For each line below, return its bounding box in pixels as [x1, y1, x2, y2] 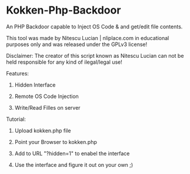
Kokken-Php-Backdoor [6, 4, 121, 17]
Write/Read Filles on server [14, 104, 81, 111]
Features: [6, 70, 29, 77]
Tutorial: [6, 116, 26, 123]
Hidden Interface [14, 81, 56, 88]
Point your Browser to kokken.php [14, 138, 97, 145]
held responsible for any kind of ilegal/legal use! [6, 58, 122, 65]
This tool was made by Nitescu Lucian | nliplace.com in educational [6, 34, 169, 41]
